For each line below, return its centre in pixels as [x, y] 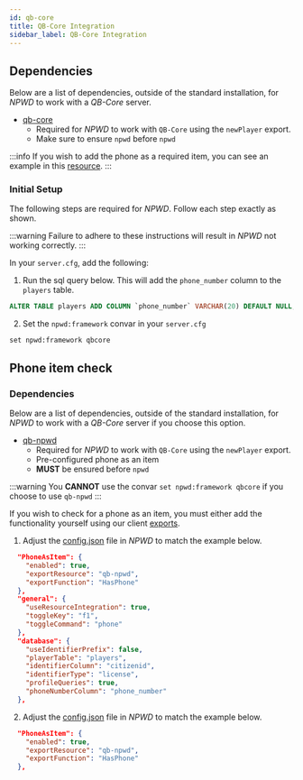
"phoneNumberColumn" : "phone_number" [96, 692]
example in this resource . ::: [61, 166]
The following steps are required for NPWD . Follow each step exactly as [143, 209]
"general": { [42, 599]
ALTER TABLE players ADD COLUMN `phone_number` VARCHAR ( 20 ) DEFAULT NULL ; [153, 307]
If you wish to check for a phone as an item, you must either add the [136, 514]
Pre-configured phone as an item [97, 460]
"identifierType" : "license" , [83, 674]
